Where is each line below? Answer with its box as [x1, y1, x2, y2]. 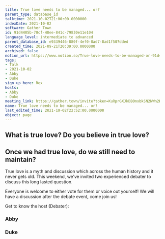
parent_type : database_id [5, 12, 58, 17]
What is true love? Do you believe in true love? [5, 131, 149, 139]
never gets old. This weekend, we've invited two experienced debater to [5, 173, 151, 179]
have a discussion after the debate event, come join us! [5, 193, 117, 200]
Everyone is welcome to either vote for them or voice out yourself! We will [5, 188, 155, 194]
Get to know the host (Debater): [5, 203, 69, 209]
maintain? [5, 155, 36, 164]
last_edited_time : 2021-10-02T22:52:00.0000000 [5, 108, 105, 113]
